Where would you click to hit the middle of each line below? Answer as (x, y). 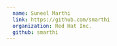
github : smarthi (35, 32)
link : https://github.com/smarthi (61, 20)
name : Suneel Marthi (41, 13)
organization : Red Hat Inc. (52, 26)
